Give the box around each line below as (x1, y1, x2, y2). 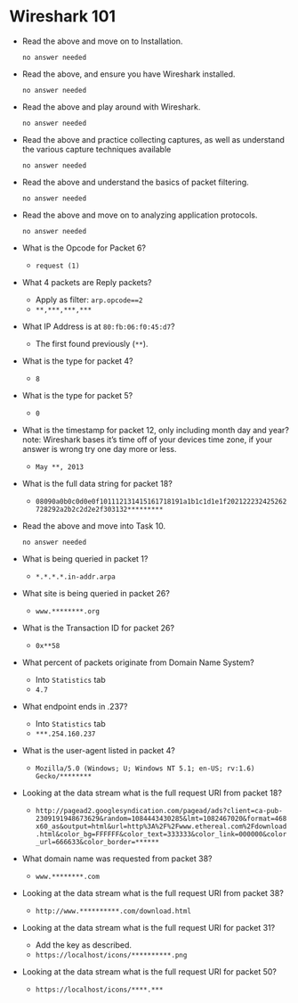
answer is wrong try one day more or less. (21, 443, 177, 454)
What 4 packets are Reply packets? (21, 276, 152, 287)
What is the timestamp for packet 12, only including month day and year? (21, 424, 289, 435)
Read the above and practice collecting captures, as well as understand (21, 134, 285, 144)
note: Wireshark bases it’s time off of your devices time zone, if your (21, 434, 273, 445)
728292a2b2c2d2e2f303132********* (35, 505, 164, 514)
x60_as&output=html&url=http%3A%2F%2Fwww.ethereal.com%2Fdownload (35, 822, 287, 831)
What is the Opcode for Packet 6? (21, 243, 147, 253)
